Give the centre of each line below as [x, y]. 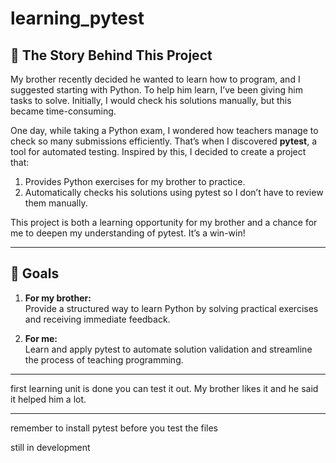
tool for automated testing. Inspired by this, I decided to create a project [158, 151]
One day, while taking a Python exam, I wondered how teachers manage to [164, 130]
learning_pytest [77, 18]
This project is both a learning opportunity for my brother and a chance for [164, 222]
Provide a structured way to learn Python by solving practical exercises [171, 308]
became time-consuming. [63, 111]
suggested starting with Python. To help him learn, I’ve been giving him [156, 90]
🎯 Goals [35, 273]
